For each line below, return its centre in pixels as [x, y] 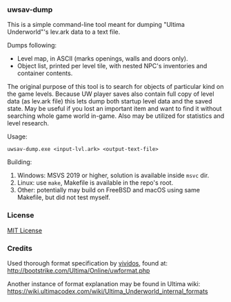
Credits [20, 248]
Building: [20, 162]
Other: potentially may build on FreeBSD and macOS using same [108, 190]
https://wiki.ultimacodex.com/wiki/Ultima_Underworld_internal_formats [108, 291]
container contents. [45, 73]
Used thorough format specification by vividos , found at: [87, 263]
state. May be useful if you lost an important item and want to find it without [114, 109]
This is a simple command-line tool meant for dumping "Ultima [96, 25]
